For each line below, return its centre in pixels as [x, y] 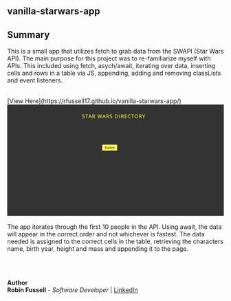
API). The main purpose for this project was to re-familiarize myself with [109, 58]
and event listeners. [35, 80]
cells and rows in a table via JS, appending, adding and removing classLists [114, 73]
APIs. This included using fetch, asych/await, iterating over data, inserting [111, 66]
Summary [29, 35]
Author [18, 283]
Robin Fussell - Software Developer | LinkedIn [73, 290]
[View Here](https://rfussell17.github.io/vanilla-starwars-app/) [95, 101]
